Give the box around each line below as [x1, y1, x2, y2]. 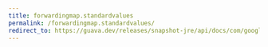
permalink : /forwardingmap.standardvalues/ [8, 19, 156, 27]
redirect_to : [8, 26, 52, 34]
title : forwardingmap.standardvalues [8, 11, 134, 20]
